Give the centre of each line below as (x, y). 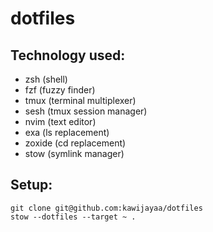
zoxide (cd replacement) (75, 143)
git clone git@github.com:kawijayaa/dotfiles (106, 208)
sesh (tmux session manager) (86, 111)
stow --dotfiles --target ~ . (73, 217)
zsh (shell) (46, 79)
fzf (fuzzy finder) (60, 90)
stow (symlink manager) (74, 153)
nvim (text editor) (60, 121)
